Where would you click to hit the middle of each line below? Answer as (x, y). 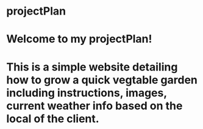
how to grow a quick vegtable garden (102, 80)
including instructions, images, (87, 93)
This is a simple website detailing (92, 67)
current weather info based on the (94, 106)
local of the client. (53, 118)
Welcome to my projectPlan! (79, 39)
